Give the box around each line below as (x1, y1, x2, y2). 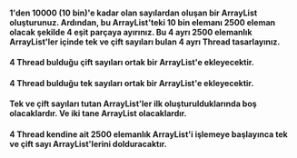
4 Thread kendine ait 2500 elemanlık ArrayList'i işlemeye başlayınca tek (9, 128, 288, 140)
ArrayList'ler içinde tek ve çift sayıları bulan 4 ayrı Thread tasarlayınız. (9, 36, 281, 47)
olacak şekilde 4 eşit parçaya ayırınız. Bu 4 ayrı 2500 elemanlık (9, 26, 252, 37)
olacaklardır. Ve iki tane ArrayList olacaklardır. (9, 108, 188, 119)
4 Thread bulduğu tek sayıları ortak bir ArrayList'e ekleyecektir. (9, 77, 254, 88)
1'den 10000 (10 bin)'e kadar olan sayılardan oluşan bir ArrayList (9, 7, 258, 18)
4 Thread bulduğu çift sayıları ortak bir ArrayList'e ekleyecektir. (9, 57, 254, 68)
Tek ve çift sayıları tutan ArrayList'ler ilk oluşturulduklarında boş (9, 98, 257, 109)
